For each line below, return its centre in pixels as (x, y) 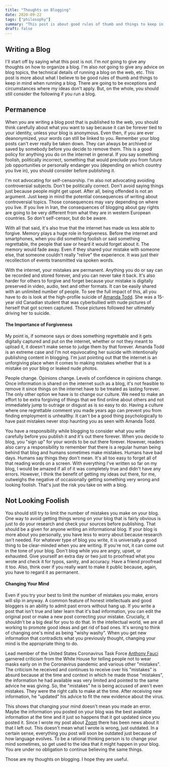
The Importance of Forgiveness (39, 324)
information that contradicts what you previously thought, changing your (80, 638)
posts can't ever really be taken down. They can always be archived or (79, 143)
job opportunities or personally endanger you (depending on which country (83, 165)
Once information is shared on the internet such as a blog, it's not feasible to (85, 383)
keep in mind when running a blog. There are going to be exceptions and (81, 83)
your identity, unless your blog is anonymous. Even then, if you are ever (79, 133)
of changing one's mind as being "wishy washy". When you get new (76, 633)
